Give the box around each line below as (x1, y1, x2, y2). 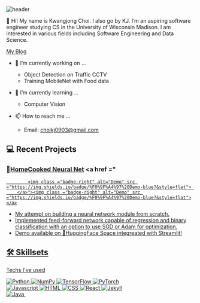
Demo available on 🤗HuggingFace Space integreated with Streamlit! (14, 229, 183, 236)
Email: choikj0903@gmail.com (23, 126, 99, 133)
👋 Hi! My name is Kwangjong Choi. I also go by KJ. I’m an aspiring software (6, 17, 191, 24)
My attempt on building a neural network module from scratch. (14, 210, 169, 218)
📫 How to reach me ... (14, 112, 71, 120)
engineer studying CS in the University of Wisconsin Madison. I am (6, 24, 171, 30)
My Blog (6, 48, 27, 55)
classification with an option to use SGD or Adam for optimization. (14, 223, 178, 230)
